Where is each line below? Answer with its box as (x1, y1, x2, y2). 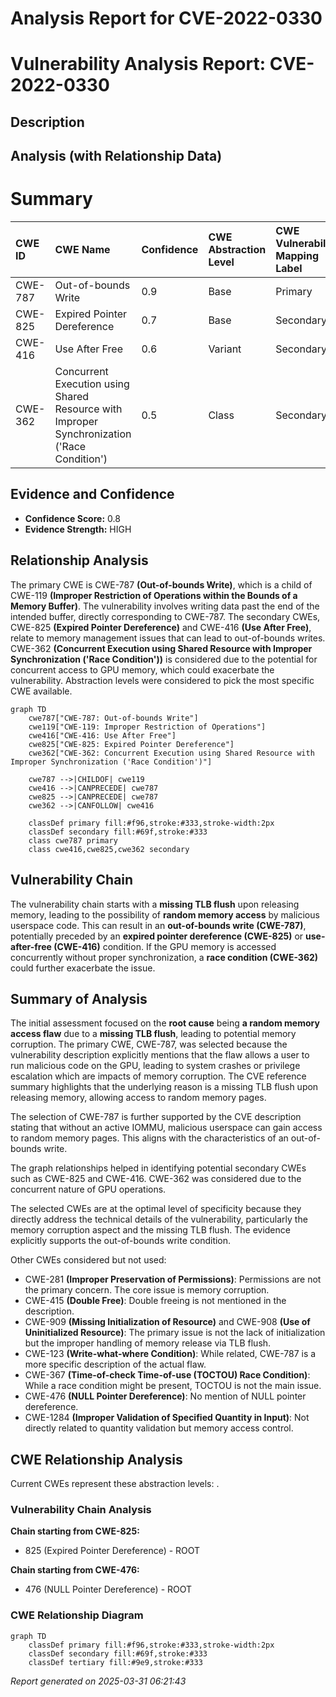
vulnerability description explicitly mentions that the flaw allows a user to (10, 1049, 310, 1061)
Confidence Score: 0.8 (24, 512, 121, 524)
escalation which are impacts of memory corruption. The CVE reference (10, 1070, 307, 1082)
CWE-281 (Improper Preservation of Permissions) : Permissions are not (24, 1273, 322, 1286)
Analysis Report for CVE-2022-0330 (10, 7, 323, 30)
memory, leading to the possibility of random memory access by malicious (10, 908, 320, 921)
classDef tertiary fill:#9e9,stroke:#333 (28, 1657, 203, 1667)
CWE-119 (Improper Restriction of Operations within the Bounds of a (10, 589, 298, 601)
